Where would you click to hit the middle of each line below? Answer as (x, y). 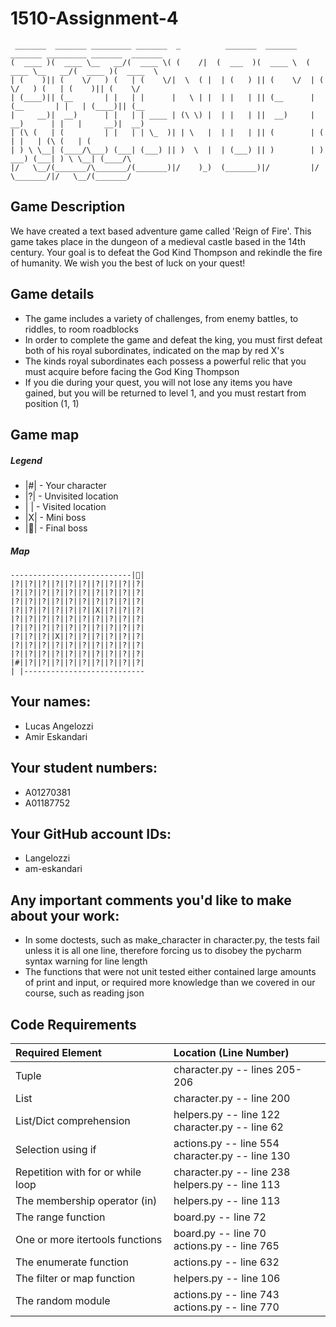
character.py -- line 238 (232, 1172)
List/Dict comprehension (73, 1120)
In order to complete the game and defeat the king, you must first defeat (173, 339)
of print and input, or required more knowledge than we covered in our (170, 983)
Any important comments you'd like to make (151, 900)
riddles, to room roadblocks (81, 329)
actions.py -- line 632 (226, 1262)
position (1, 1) (52, 403)
